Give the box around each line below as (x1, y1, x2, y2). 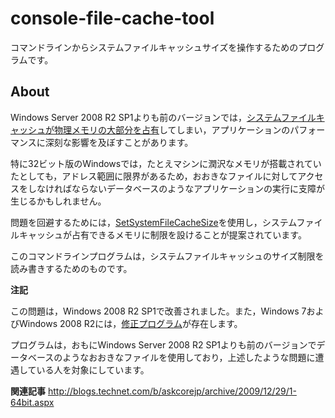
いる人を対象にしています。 (36, 363, 150, 376)
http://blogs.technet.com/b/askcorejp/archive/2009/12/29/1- (47, 385, 297, 397)
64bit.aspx (10, 396, 55, 408)
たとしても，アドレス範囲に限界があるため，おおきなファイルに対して (10, 170, 298, 182)
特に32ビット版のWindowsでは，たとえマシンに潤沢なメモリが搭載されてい (10, 157, 322, 169)
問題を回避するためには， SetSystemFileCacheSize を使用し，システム (10, 216, 297, 228)
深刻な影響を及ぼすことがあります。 (44, 136, 194, 148)
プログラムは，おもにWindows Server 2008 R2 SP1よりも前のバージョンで (10, 338, 317, 351)
